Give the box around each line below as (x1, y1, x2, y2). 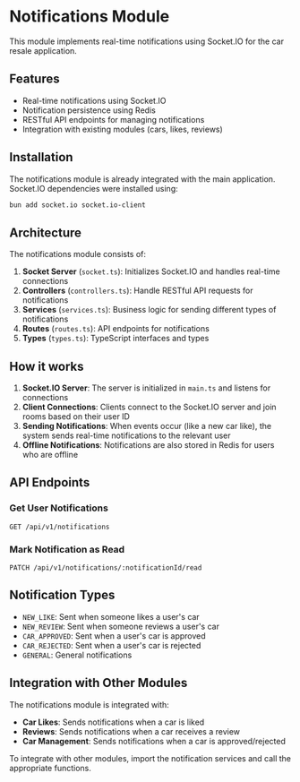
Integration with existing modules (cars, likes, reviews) (21, 124, 224, 134)
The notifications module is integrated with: (9, 699, 170, 709)
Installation (9, 150, 73, 165)
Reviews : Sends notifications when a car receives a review (21, 726, 240, 736)
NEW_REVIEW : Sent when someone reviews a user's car (21, 621, 219, 632)
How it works (9, 358, 84, 374)
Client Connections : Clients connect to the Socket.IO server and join (21, 401, 277, 413)
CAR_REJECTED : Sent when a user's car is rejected (21, 640, 201, 650)
